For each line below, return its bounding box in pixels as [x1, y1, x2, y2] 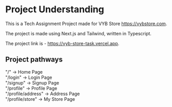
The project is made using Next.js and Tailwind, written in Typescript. [5, 30, 151, 36]
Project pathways [5, 55, 63, 64]
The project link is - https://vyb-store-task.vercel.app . [5, 40, 120, 47]
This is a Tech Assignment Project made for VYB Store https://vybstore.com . [5, 20, 167, 27]
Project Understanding [5, 4, 104, 15]
